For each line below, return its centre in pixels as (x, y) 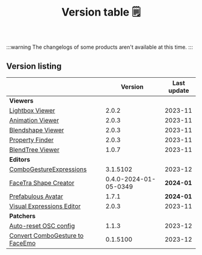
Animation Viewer (34, 120)
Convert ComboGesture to (47, 235)
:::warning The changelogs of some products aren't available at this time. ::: (100, 47)
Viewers (21, 101)
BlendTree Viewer (35, 150)
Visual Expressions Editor (45, 206)
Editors (20, 159)
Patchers (23, 216)
